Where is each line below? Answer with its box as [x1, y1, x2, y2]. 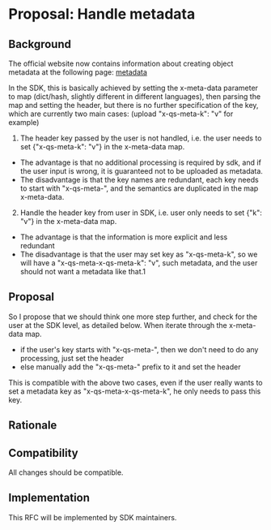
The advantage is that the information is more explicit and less [19, 232, 228, 242]
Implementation [8, 491, 91, 505]
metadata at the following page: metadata [8, 67, 148, 77]
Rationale [8, 419, 57, 433]
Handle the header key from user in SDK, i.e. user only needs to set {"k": [19, 208, 263, 218]
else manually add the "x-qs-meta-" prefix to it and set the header [19, 362, 241, 372]
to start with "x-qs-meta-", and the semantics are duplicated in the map [19, 183, 259, 193]
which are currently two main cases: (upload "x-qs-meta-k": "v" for [8, 109, 234, 118]
